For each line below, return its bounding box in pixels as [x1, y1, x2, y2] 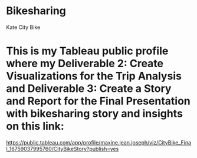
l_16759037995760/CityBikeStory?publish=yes [6, 145, 119, 152]
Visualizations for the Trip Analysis [6, 70, 182, 83]
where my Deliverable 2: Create [6, 57, 164, 70]
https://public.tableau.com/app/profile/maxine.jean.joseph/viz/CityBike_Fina [6, 139, 192, 146]
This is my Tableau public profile [6, 44, 169, 58]
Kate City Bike [6, 24, 41, 31]
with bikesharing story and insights [6, 107, 183, 120]
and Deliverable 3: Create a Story [6, 82, 172, 96]
